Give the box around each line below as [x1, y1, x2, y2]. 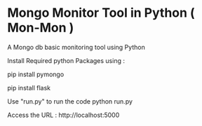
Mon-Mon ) [7, 20, 74, 36]
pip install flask [7, 83, 51, 92]
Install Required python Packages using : [7, 56, 125, 64]
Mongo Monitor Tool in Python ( [7, 5, 195, 21]
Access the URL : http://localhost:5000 [7, 111, 120, 119]
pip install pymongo [7, 70, 65, 78]
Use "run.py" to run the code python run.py [7, 97, 133, 106]
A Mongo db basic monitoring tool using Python [7, 43, 145, 51]
